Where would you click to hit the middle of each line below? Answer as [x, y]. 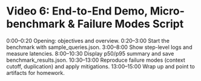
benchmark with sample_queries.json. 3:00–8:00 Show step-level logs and [99, 47]
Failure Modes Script [130, 24]
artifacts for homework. [35, 73]
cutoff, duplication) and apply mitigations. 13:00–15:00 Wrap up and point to [101, 66]
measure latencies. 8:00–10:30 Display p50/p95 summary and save [90, 53]
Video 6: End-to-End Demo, [77, 11]
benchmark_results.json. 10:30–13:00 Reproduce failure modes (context [96, 60]
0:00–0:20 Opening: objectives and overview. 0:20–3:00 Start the [88, 40]
